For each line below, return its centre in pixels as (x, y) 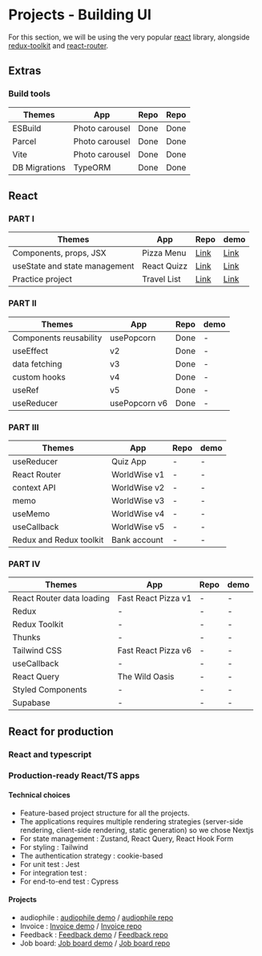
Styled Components (50, 690)
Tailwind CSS (37, 650)
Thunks (26, 638)
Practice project (42, 279)
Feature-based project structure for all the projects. (105, 813)
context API (34, 487)
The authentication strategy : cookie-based (91, 855)
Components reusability (57, 338)
